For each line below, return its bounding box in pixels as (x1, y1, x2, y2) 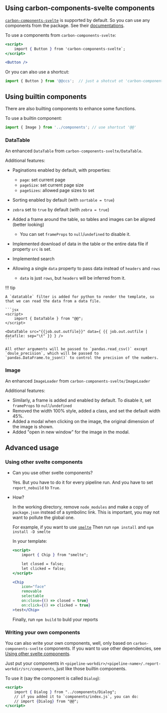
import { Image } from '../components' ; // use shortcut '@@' (5, 125, 137, 130)
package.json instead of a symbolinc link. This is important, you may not (12, 509, 160, 515)
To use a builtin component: (5, 115, 62, 121)
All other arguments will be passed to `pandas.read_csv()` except (5, 347, 148, 352)
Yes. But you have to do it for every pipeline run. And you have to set (12, 480, 153, 486)
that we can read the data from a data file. (5, 299, 101, 304)
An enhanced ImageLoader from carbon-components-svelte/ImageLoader (5, 378, 151, 384)
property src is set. (12, 246, 52, 252)
